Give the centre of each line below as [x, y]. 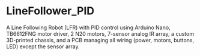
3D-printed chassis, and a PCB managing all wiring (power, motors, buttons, [100, 40]
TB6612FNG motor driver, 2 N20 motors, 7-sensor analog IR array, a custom [100, 33]
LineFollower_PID [50, 11]
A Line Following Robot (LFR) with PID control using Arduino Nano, [88, 27]
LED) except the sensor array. [43, 46]
